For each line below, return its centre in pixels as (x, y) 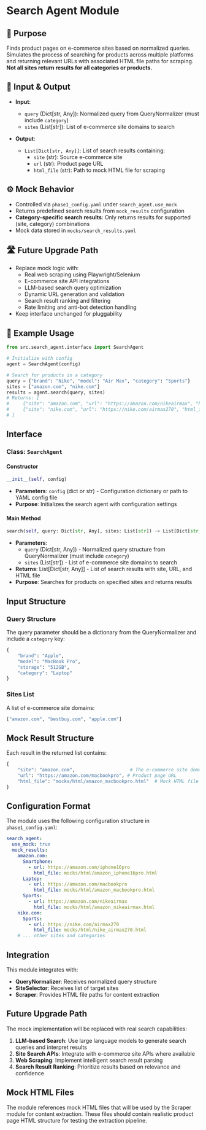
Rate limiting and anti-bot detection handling (80, 307)
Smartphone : (38, 861)
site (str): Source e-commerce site (78, 157)
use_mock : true (31, 844)
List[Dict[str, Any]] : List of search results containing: (95, 150)
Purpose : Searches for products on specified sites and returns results (104, 582)
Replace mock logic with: (47, 268)
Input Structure (36, 602)
